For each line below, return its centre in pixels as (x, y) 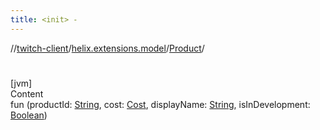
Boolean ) (29, 115)
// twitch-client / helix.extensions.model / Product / (107, 48)
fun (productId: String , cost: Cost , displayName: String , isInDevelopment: (160, 104)
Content (27, 93)
